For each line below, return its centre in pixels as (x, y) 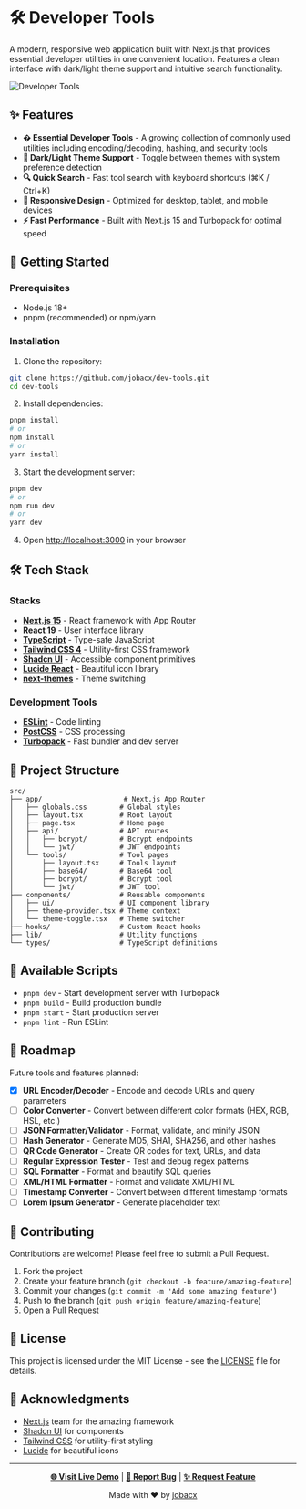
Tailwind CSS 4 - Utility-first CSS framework (107, 649)
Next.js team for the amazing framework (98, 1421)
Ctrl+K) (36, 190)
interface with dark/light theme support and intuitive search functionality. (146, 68)
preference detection (62, 167)
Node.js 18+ (45, 308)
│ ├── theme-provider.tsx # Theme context (95, 911)
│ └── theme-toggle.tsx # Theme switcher (97, 919)
